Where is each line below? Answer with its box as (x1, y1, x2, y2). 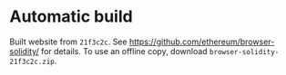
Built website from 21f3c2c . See (9, 36, 128, 47)
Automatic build (9, 6, 134, 27)
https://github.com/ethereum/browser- (128, 36, 275, 47)
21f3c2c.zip (9, 57, 55, 66)
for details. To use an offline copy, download (40, 45, 208, 56)
